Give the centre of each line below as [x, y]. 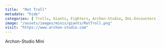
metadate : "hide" [23, 14]
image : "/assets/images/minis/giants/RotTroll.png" [59, 23]
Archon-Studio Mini [25, 41]
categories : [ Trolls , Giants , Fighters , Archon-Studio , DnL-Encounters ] [83, 18]
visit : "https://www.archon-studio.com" [47, 28]
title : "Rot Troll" [26, 9]
